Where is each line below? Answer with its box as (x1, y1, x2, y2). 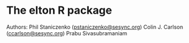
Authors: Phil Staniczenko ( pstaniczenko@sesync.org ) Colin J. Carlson (6, 23, 184, 30)
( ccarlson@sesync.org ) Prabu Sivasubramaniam (6, 29, 128, 36)
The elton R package (6, 4, 112, 17)
